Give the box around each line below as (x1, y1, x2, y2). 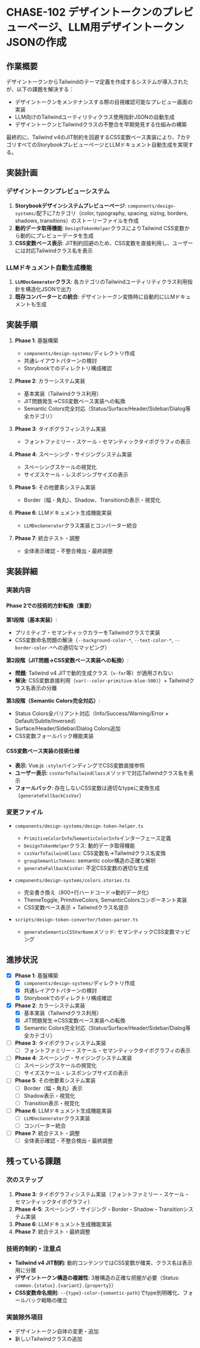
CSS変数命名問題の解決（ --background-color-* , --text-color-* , (14, 636, 174, 644)
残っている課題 (6, 1156, 61, 1166)
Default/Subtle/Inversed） (14, 717, 79, 725)
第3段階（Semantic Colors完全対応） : (6, 697, 100, 705)
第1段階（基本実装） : (6, 616, 58, 624)
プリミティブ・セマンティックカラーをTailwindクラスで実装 (14, 629, 161, 636)
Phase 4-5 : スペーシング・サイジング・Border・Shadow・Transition (14, 1205, 183, 1213)
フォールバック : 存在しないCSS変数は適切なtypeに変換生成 (14, 784, 160, 791)
